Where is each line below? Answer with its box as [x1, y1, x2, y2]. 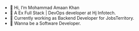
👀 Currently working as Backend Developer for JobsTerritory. [9, 15, 135, 21]
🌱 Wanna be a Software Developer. [9, 20, 81, 26]
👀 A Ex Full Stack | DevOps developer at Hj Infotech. [9, 10, 116, 16]
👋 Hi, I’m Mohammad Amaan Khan [9, 5, 80, 10]
